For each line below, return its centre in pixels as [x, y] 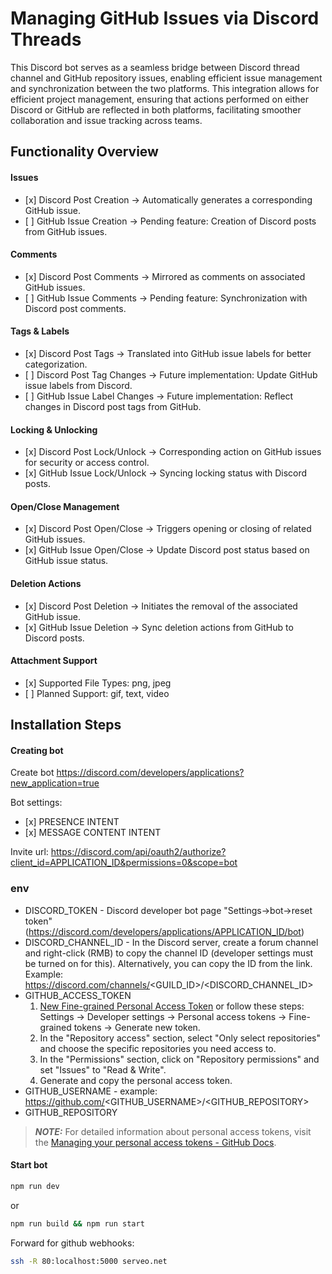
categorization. [56, 364]
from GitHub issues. [66, 231]
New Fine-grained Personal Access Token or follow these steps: [172, 1006]
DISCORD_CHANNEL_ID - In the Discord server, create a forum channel [171, 942]
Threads [46, 39]
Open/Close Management [65, 506]
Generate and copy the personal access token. [136, 1080]
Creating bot [37, 750]
